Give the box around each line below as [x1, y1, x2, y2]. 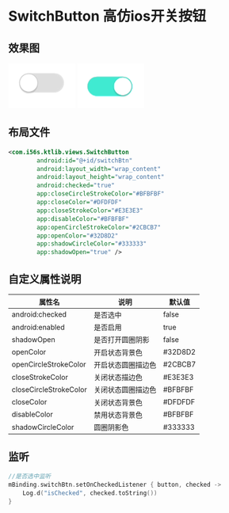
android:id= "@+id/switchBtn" [36, 156, 133, 165]
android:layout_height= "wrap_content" [36, 173, 165, 181]
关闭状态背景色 [94, 397, 143, 407]
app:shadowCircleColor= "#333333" [36, 240, 147, 248]
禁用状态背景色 [94, 409, 143, 420]
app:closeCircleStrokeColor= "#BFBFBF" [36, 190, 165, 198]
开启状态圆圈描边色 [94, 359, 157, 369]
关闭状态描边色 [94, 373, 143, 382]
